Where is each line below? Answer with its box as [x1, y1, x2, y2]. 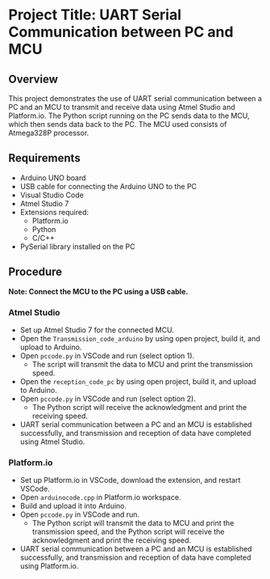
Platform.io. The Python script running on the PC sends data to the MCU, [8, 111, 250, 120]
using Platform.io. [19, 561, 79, 571]
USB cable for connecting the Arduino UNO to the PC [19, 181, 197, 191]
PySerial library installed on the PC [19, 241, 135, 251]
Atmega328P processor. [8, 128, 89, 137]
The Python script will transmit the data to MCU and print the [31, 518, 235, 528]
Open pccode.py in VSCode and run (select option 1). [19, 350, 195, 361]
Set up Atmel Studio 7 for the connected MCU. [19, 325, 175, 335]
